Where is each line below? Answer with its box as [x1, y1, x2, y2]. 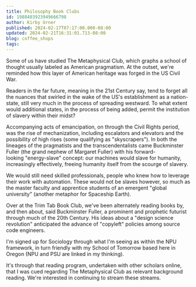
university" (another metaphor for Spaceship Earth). [6, 191, 132, 198]
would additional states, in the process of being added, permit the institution [6, 106, 190, 113]
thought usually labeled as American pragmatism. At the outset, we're [6, 63, 174, 70]
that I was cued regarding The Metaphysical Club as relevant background [6, 268, 183, 275]
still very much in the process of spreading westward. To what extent [20, 99, 188, 106]
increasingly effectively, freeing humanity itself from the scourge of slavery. [6, 160, 188, 167]
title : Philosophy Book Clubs [6, 8, 80, 15]
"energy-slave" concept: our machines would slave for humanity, [25, 154, 181, 161]
